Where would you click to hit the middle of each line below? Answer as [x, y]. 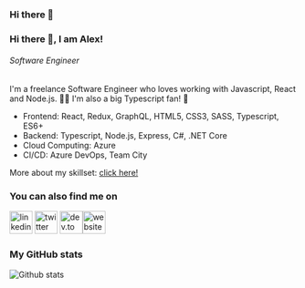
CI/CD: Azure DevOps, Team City [85, 155]
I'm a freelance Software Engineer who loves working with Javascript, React [153, 89]
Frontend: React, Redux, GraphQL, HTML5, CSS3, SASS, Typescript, [151, 117]
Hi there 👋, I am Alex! [56, 38]
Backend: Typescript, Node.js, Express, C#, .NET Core [125, 136]
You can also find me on [63, 196]
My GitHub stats [47, 254]
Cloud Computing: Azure [69, 146]
